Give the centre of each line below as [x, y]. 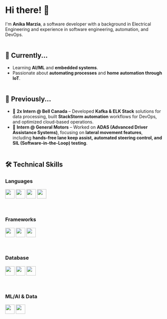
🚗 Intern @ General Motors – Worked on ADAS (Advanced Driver [80, 127]
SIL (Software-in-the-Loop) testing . [50, 143]
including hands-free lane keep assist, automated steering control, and [87, 138]
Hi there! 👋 [27, 10]
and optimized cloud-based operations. [53, 122]
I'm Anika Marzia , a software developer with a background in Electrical [78, 24]
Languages [19, 181]
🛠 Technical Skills [34, 164]
